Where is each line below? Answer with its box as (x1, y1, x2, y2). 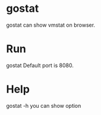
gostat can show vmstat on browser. (6, 21, 96, 28)
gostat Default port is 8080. (6, 62, 74, 69)
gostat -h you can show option (6, 102, 81, 109)
